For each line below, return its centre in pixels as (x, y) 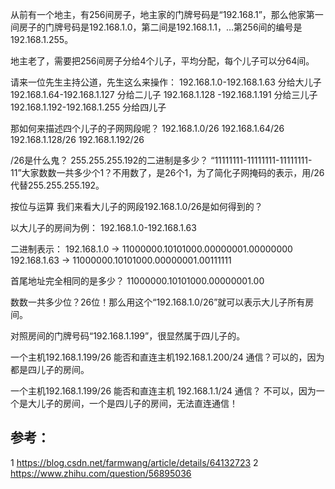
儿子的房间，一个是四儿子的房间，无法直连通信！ (137, 403)
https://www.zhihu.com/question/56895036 (101, 473)
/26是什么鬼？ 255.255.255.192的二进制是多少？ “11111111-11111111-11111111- (161, 160)
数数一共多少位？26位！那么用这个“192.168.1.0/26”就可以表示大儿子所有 (158, 302)
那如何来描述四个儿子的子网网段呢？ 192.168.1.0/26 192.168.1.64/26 (147, 128)
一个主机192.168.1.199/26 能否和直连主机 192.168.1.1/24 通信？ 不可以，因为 (163, 391)
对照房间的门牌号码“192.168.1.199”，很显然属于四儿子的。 (128, 336)
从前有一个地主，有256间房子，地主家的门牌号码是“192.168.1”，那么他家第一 (167, 14)
